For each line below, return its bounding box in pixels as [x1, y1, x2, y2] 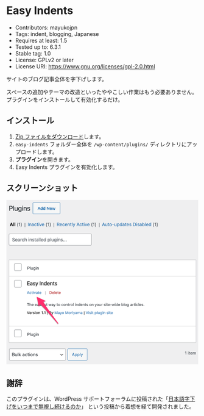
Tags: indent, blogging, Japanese [15, 30, 99, 37]
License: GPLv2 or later [15, 56, 74, 63]
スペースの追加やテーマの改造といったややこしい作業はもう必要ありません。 [6, 88, 198, 95]
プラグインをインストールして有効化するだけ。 [6, 96, 124, 103]
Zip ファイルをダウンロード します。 [15, 132, 105, 140]
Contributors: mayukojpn [15, 24, 78, 31]
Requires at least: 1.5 [15, 37, 68, 44]
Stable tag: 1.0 [15, 49, 51, 57]
